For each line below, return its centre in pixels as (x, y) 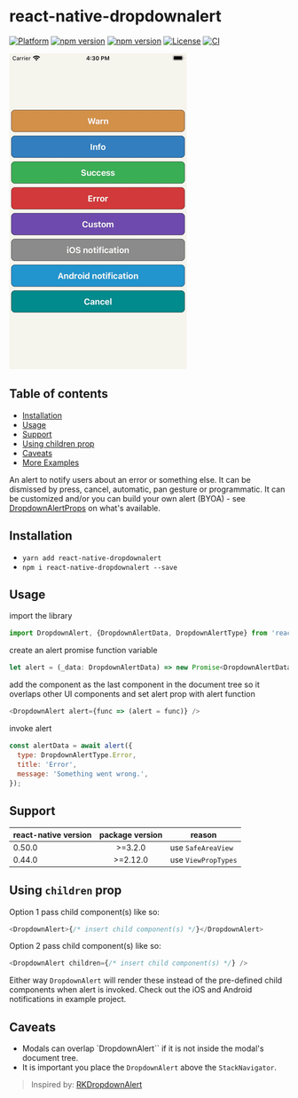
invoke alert (31, 728)
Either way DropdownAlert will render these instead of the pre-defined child (146, 980)
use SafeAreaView (201, 847)
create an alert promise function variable (83, 651)
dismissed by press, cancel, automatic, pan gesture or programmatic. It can (147, 489)
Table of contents (59, 394)
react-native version (52, 834)
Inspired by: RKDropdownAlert (86, 1085)
